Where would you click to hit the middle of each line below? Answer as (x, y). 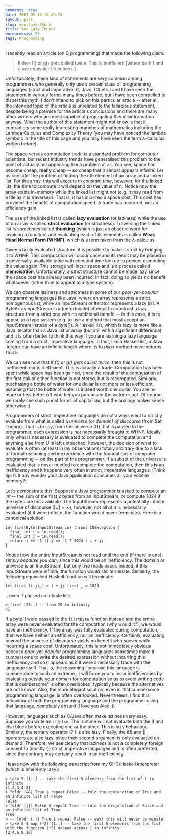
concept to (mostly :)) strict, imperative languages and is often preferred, (82, 748)
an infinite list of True (33, 810)
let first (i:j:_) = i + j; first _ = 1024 (52, 586)
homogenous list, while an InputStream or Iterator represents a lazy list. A (82, 303)
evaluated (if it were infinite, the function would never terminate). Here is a (83, 512)
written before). (22, 143)
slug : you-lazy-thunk (28, 24)
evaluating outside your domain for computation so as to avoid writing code (85, 679)
